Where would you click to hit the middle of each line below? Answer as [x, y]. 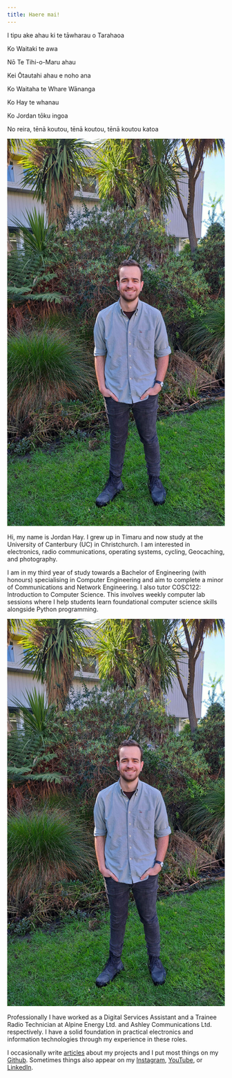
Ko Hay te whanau [33, 102]
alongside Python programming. [53, 609]
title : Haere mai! [33, 15]
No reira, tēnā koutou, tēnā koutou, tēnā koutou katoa [83, 129]
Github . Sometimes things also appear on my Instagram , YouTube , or [105, 1060]
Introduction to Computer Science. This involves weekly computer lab [106, 594]
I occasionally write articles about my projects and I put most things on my [113, 1052]
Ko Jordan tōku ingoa [38, 115]
